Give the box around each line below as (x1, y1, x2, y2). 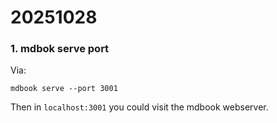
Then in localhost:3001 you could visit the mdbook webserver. (10, 101, 269, 113)
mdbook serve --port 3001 (10, 84, 118, 94)
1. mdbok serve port (10, 42, 110, 56)
